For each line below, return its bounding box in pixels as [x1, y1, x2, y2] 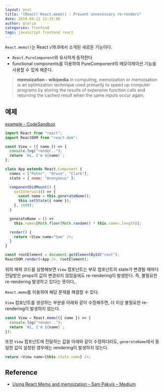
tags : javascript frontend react [5, 30, 74, 35]
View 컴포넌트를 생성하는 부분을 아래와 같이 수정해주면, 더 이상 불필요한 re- [5, 299, 148, 305]
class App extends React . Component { [5, 167, 82, 172]
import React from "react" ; [5, 131, 63, 136]
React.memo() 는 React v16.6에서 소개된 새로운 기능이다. [5, 44, 112, 50]
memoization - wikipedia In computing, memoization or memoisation [17, 77, 158, 83]
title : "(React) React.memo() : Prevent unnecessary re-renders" [5, 12, 141, 17]
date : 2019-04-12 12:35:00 [5, 16, 60, 21]
